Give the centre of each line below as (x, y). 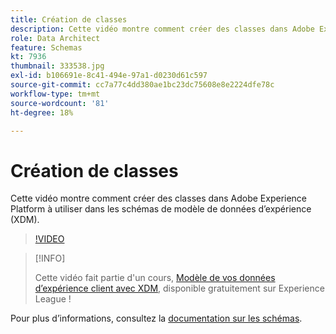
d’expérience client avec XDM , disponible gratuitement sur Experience (179, 288)
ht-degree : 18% (42, 112)
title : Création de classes (69, 19)
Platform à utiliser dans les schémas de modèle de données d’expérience (161, 209)
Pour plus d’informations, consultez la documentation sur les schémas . (156, 318)
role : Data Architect (55, 38)
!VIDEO (49, 239)
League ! (53, 299)
